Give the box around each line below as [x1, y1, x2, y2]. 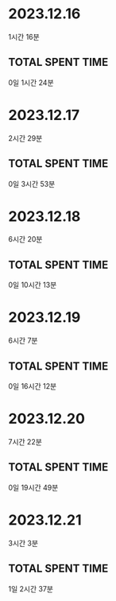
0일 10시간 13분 [8, 280, 57, 290]
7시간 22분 [8, 436, 42, 446]
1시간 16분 [8, 32, 40, 41]
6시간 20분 [8, 235, 43, 244]
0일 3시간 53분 [8, 179, 56, 188]
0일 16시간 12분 [8, 382, 57, 390]
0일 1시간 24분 [8, 77, 54, 87]
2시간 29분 [8, 133, 43, 143]
